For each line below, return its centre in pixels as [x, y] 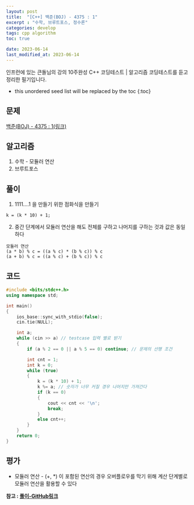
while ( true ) [43, 370]
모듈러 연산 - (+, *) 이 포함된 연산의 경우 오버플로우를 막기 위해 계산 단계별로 [101, 476]
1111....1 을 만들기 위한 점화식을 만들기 [57, 204]
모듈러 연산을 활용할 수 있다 [46, 483]
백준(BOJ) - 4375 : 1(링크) [36, 126]
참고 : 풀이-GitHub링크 [32, 496]
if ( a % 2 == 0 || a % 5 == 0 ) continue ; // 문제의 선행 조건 [100, 349]
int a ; [24, 333]
